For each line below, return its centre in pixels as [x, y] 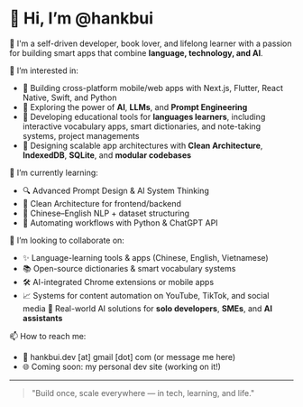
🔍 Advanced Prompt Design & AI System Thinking [115, 190]
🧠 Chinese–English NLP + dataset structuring [106, 213]
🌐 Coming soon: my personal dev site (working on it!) [121, 366]
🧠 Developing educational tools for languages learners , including [144, 116]
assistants [42, 318]
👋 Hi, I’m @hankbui [82, 18]
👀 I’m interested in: [44, 70]
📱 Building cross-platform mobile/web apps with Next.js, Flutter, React [153, 88]
